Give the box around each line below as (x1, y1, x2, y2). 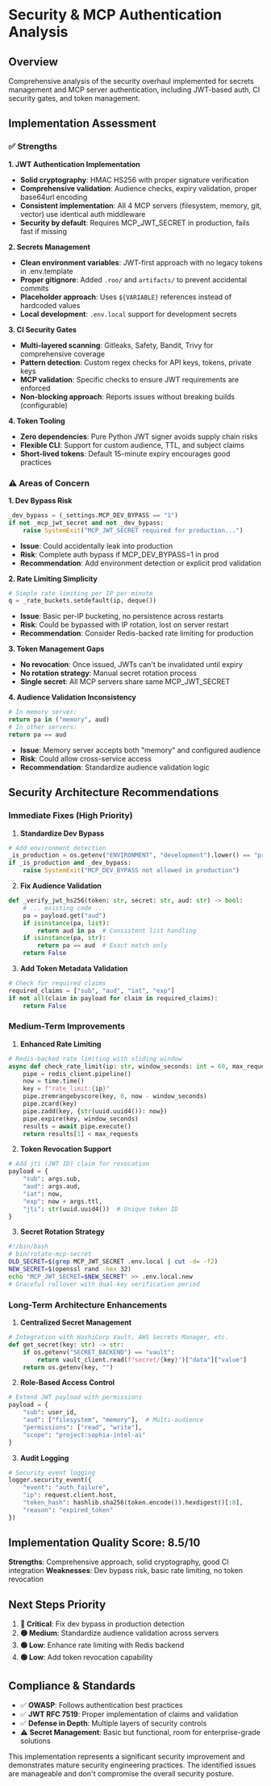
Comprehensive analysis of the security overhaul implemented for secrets (8, 77, 254, 86)
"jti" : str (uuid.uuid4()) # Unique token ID (23, 1204, 179, 1213)
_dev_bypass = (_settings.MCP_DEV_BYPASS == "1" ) (8, 511, 179, 520)
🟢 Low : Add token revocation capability (19, 1652, 153, 1663)
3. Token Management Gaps (8, 644, 105, 654)
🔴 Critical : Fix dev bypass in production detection (19, 1619, 186, 1629)
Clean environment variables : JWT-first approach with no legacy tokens (19, 257, 263, 267)
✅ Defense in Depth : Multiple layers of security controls (19, 1718, 207, 1728)
